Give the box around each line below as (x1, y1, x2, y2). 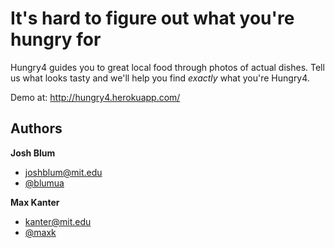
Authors (10, 120, 63, 137)
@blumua (24, 177, 65, 189)
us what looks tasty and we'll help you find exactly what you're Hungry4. (10, 72, 310, 84)
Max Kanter (10, 196, 60, 208)
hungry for (10, 28, 102, 51)
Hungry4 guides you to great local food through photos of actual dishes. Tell (10, 61, 325, 73)
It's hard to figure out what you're (10, 7, 295, 30)
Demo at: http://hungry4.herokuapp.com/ (10, 91, 181, 103)
